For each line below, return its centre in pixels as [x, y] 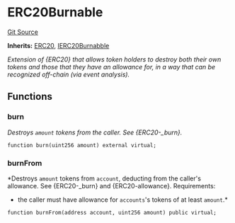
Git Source [23, 32]
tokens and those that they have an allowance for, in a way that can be [111, 67]
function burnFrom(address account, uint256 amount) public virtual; [112, 212]
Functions [30, 97]
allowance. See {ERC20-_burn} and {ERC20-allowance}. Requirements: [111, 185]
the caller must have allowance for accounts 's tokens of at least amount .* [122, 200]
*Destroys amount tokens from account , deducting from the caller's [104, 178]
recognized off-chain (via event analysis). [68, 74]
